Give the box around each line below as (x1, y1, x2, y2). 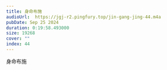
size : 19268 (6, 30, 35, 36)
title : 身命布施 (6, 8, 42, 15)
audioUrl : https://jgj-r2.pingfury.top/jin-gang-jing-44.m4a (6, 14, 161, 20)
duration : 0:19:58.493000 (6, 24, 69, 31)
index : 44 (6, 41, 30, 47)
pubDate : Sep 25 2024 (6, 19, 59, 25)
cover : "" (6, 36, 30, 41)
